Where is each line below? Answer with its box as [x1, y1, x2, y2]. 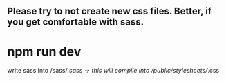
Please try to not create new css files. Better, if [7, 5, 212, 17]
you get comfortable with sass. [7, 16, 144, 28]
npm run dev [7, 44, 82, 59]
